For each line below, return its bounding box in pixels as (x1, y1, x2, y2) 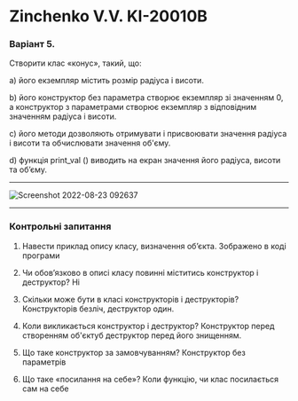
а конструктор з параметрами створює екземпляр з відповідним (9, 102, 257, 113)
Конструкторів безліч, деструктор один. (21, 303, 175, 314)
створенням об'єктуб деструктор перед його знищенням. (21, 330, 242, 341)
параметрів (21, 357, 67, 367)
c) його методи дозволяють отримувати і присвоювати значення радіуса (9, 129, 287, 139)
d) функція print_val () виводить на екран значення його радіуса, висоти (9, 155, 281, 166)
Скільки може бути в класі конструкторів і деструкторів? (21, 294, 239, 304)
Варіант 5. (9, 38, 56, 51)
